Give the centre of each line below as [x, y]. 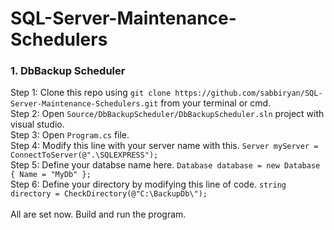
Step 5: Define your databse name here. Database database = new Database [165, 165]
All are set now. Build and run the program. [98, 214]
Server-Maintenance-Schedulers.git [84, 104]
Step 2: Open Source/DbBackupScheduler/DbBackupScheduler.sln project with [167, 114]
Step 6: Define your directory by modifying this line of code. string [148, 184]
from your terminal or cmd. [216, 103]
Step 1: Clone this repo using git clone [91, 93]
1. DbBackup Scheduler [68, 71]
